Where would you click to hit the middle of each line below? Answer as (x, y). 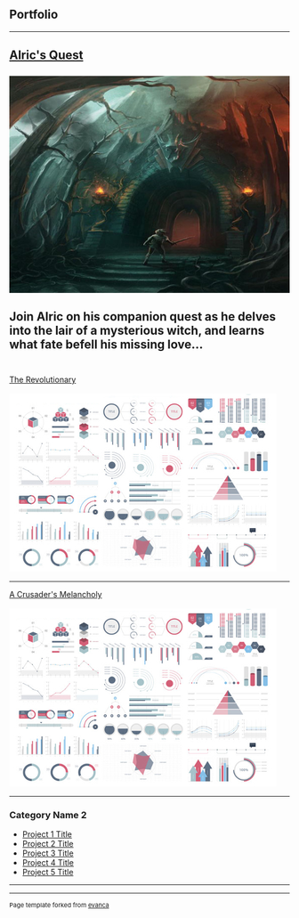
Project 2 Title (48, 844)
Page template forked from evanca (59, 906)
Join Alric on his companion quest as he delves (142, 317)
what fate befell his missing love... (106, 344)
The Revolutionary (43, 380)
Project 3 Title (48, 853)
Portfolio (34, 15)
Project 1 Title (47, 834)
